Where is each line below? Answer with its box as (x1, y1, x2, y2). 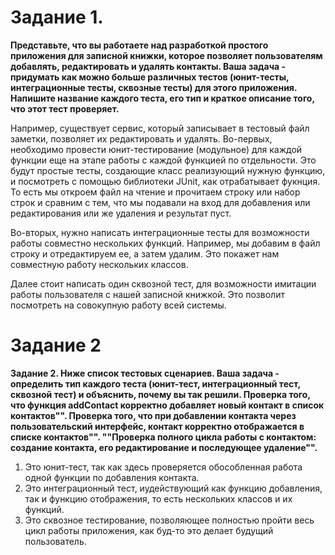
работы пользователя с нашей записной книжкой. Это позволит (10, 288, 285, 300)
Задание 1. (10, 6, 104, 29)
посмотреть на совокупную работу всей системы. (10, 299, 227, 311)
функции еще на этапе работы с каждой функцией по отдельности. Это (10, 154, 317, 166)
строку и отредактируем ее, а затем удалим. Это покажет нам (10, 247, 280, 260)
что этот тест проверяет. (10, 102, 120, 115)
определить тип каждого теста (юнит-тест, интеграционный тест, (10, 377, 301, 390)
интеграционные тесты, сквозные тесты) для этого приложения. (10, 81, 298, 93)
